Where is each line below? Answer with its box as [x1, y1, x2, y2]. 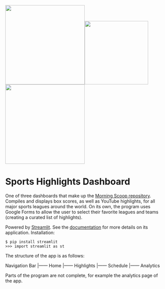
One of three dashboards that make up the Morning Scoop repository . [5, 192, 151, 199]
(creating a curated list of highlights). [5, 214, 83, 220]
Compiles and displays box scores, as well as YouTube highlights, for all [5, 198, 155, 204]
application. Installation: [5, 229, 55, 236]
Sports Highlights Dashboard [5, 176, 130, 187]
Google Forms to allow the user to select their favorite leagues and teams [5, 209, 159, 215]
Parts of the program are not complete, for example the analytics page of [5, 272, 158, 278]
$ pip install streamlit [5, 239, 58, 244]
